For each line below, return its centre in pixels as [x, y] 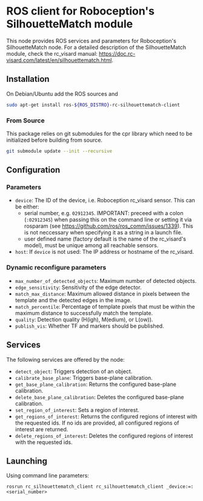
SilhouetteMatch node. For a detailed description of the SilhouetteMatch [96, 47]
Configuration [33, 170]
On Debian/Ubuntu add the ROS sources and [62, 94]
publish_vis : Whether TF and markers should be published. [90, 326]
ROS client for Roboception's [80, 11]
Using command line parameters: [48, 476]
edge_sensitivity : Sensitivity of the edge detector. [78, 287]
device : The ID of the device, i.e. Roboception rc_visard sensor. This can [105, 201]
